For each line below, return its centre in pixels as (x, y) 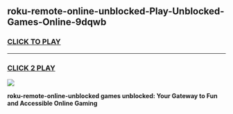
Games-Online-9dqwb (57, 22)
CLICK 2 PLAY (31, 68)
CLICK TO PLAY (34, 42)
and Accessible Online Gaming (52, 103)
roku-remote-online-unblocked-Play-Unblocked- (116, 11)
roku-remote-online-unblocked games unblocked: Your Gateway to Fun (112, 95)
